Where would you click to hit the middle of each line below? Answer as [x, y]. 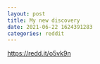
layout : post [26, 14]
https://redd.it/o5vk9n [39, 53]
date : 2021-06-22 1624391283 [50, 27]
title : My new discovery [44, 20]
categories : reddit [36, 33]
